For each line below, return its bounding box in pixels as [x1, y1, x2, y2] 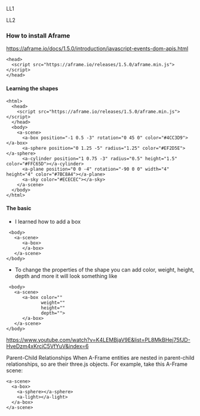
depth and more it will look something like [14, 272, 118, 279]
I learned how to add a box [14, 218, 81, 225]
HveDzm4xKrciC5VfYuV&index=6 [6, 343, 89, 350]
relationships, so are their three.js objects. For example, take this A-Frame [6, 360, 188, 368]
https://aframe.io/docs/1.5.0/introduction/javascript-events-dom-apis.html [6, 45, 189, 53]
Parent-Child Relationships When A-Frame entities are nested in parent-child [6, 354, 195, 361]
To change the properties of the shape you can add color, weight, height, [14, 266, 195, 273]
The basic [6, 205, 32, 212]
